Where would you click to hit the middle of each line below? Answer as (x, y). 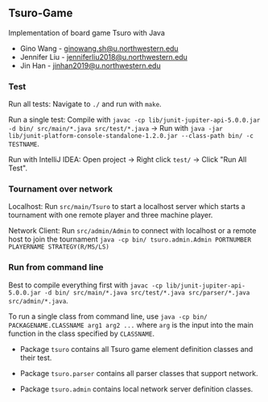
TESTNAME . (24, 144)
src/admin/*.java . (38, 300)
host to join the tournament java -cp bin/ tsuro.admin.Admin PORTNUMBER (130, 239)
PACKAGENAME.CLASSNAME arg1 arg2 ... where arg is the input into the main (131, 325)
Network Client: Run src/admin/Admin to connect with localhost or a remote (132, 231)
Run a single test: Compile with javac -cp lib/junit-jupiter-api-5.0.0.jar (134, 119)
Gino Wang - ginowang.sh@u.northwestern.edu (99, 48)
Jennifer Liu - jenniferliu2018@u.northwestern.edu (103, 57)
